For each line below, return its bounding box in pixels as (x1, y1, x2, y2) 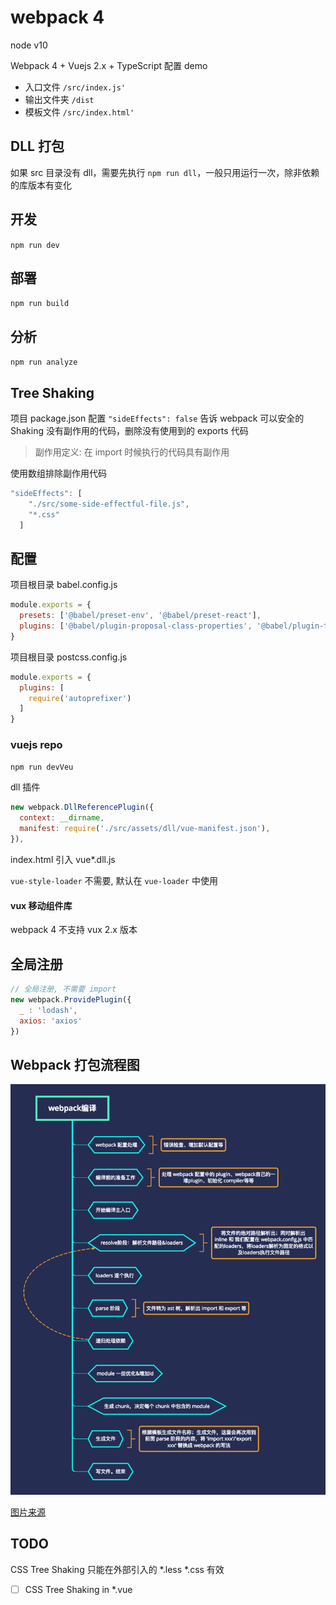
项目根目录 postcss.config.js (10, 651, 128, 663)
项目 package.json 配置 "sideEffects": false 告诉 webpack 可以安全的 (10, 412, 305, 424)
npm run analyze (10, 357, 78, 368)
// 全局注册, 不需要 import (10, 984, 117, 994)
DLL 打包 (10, 138, 65, 155)
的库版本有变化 (10, 179, 72, 191)
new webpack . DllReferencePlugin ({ (10, 802, 155, 813)
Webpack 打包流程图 (10, 1056, 140, 1073)
